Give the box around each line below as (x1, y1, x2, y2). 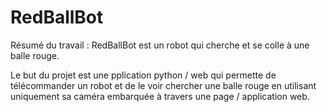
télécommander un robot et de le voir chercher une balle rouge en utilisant (10, 79, 317, 91)
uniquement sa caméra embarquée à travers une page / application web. (10, 90, 310, 102)
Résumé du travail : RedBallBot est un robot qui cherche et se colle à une (10, 39, 310, 51)
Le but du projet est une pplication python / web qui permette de (10, 69, 277, 81)
